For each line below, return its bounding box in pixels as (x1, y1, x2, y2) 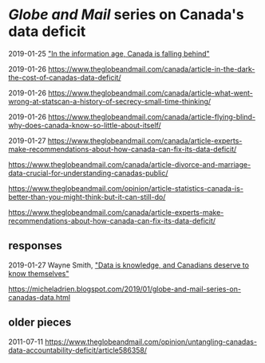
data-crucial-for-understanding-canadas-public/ (8, 168, 168, 178)
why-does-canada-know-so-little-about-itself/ (8, 120, 161, 130)
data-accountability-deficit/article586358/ (8, 345, 148, 355)
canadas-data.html (8, 292, 70, 302)
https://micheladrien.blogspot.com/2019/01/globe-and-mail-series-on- (8, 284, 242, 294)
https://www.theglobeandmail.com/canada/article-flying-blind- (47, 111, 256, 121)
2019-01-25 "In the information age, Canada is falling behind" (8, 49, 210, 58)
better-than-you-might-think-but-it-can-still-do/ (8, 192, 166, 201)
